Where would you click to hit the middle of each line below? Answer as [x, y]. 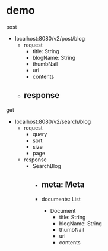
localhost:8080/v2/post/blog [50, 38]
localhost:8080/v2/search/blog [53, 121]
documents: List [61, 199]
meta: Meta [63, 185]
